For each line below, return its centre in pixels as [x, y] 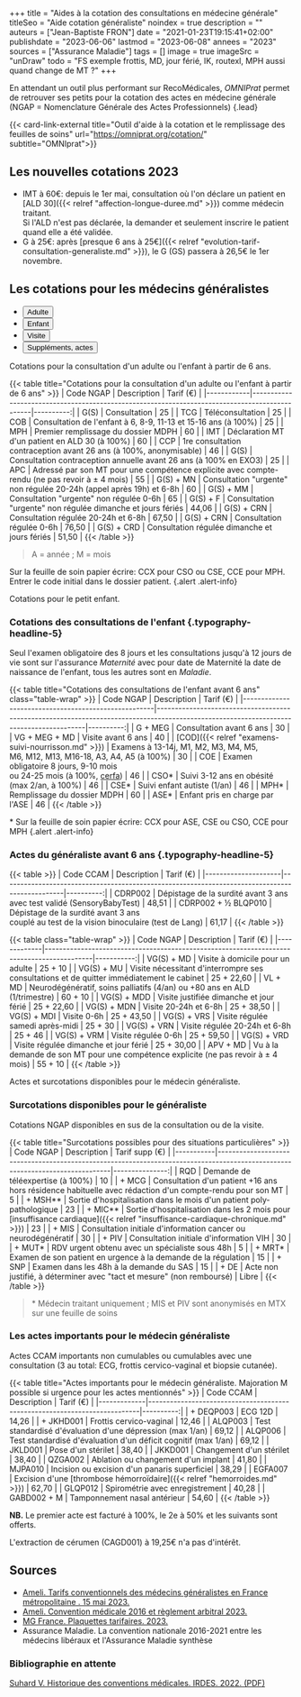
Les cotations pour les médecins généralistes [139, 289]
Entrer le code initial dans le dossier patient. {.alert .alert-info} [124, 581]
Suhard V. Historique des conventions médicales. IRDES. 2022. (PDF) [137, 1683]
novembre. [42, 260]
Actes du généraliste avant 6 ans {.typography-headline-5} [142, 854]
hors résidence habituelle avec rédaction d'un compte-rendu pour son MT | [149, 1190]
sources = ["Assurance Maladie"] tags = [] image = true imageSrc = [134, 51]
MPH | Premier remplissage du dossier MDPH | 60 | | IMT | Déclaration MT [147, 431]
